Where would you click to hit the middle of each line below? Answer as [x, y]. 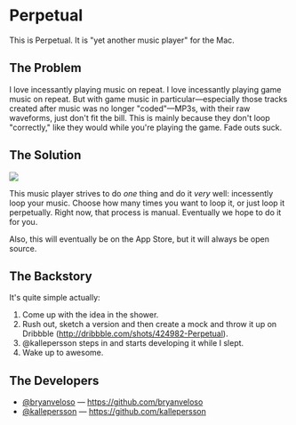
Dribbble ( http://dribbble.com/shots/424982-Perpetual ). [125, 333]
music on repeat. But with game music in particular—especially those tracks [148, 99]
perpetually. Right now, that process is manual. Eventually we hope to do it [145, 212]
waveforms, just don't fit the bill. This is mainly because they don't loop [140, 117]
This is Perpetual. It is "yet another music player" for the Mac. [122, 40]
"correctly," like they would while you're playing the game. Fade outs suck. [146, 127]
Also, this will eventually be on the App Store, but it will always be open [139, 239]
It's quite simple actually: [55, 298]
